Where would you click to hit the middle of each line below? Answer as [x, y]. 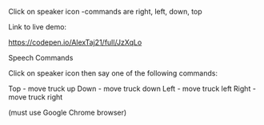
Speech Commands [41, 58]
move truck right [36, 97]
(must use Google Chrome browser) [68, 112]
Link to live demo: [37, 27]
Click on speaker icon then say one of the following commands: [113, 73]
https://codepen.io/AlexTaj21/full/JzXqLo [75, 42]
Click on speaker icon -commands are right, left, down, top [105, 12]
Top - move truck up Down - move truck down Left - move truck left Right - [132, 88]
